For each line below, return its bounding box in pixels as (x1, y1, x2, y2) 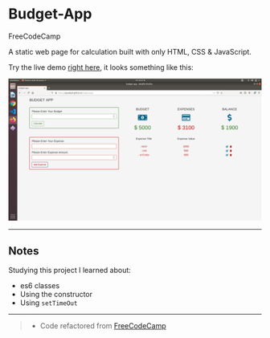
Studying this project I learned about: (8, 266, 131, 275)
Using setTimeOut (19, 298, 78, 307)
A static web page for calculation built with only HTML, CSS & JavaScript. (8, 47, 252, 56)
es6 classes (19, 281, 60, 291)
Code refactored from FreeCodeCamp (39, 321, 166, 331)
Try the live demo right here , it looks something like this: (8, 62, 194, 72)
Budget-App (8, 5, 92, 23)
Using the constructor (19, 290, 93, 299)
